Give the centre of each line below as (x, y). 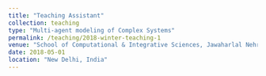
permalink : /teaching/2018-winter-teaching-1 (84, 38)
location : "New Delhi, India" (58, 60)
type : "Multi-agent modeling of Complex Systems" (92, 30)
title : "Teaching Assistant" (56, 15)
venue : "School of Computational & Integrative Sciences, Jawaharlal (125, 45)
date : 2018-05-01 (37, 52)
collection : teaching (44, 23)
